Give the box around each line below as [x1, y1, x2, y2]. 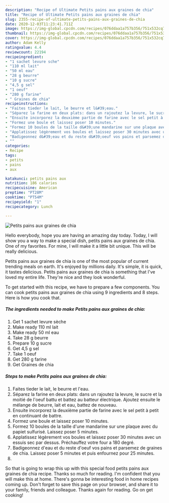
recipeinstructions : [5, 101, 49, 106]
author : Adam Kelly [5, 40, 46, 45]
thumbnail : [5, 31, 28, 36]
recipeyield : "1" [5, 199, 42, 204]
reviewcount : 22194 [5, 49, 46, 54]
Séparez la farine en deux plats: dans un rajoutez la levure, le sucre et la [12, 392, 162, 398]
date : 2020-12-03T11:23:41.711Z [5, 21, 73, 27]
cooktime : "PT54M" [5, 195, 44, 200]
